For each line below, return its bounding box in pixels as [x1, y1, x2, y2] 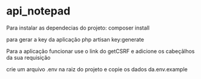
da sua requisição [6, 54, 51, 61]
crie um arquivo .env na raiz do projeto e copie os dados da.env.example [6, 65, 188, 73]
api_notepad [6, 4, 71, 18]
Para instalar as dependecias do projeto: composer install [6, 24, 150, 31]
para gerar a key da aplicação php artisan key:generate [6, 36, 144, 43]
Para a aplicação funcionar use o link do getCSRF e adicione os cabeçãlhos [6, 47, 195, 55]
